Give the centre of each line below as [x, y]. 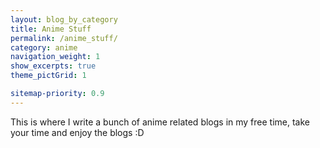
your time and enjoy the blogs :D [77, 132]
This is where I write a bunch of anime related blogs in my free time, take [160, 122]
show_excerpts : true [53, 66]
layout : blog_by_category [64, 19]
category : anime [44, 47]
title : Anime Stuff [51, 29]
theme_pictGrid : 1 [48, 76]
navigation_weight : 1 [55, 57]
